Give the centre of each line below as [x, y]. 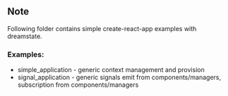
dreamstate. [25, 36]
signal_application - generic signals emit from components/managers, [119, 78]
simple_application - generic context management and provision [111, 70]
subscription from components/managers [78, 85]
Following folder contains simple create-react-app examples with [102, 28]
